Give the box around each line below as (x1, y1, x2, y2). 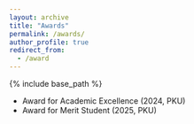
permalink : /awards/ (9, 29, 86, 38)
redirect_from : (9, 46, 66, 55)
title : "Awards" (9, 21, 69, 30)
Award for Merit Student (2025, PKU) (21, 105, 158, 115)
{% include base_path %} (9, 79, 103, 89)
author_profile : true (9, 37, 89, 47)
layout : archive (9, 12, 69, 22)
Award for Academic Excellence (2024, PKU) (21, 96, 186, 106)
